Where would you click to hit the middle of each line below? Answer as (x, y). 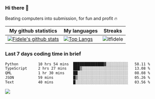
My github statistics (33, 31)
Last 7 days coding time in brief (43, 54)
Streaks (113, 31)
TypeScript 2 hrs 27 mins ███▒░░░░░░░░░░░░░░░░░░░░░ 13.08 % (78, 69)
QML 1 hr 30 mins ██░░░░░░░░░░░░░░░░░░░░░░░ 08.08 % (78, 73)
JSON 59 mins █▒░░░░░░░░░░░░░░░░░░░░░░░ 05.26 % (78, 78)
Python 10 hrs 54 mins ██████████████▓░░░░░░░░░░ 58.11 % (78, 64)
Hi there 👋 (17, 8)
